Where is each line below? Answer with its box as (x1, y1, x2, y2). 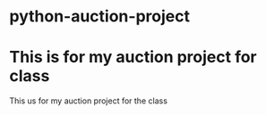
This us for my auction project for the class (9, 95, 168, 106)
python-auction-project (9, 6, 191, 27)
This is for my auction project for (9, 47, 257, 68)
